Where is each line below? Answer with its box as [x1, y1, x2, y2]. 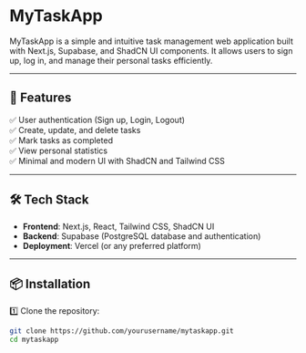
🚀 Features [9, 90, 72, 106]
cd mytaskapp [9, 335, 59, 345]
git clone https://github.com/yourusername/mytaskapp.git [9, 327, 234, 336]
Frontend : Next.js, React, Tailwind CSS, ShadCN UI [22, 221, 215, 232]
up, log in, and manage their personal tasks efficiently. [9, 55, 213, 66]
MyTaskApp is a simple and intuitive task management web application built [9, 36, 294, 47]
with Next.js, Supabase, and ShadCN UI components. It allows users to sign [9, 45, 293, 56]
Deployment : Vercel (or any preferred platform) [22, 240, 202, 251]
